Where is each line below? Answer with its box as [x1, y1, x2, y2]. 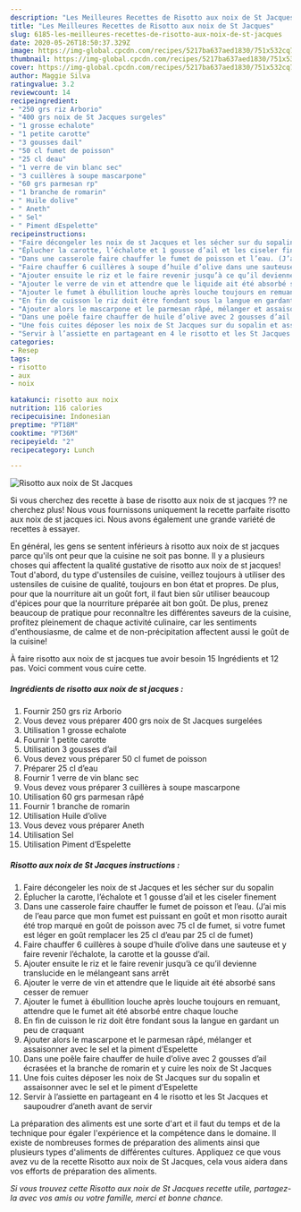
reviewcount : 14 [10, 88, 71, 97]
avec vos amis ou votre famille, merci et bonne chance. [18, 1192, 224, 1204]
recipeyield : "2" [10, 437, 75, 446]
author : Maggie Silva [10, 72, 91, 81]
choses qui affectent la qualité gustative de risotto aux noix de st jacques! [10, 560, 281, 571]
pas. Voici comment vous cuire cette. [10, 663, 146, 674]
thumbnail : [10, 55, 51, 64]
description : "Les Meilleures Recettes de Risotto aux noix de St [10, 13, 263, 22]
